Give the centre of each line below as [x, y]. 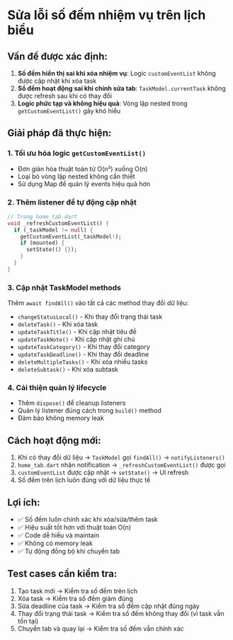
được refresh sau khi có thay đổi [64, 96]
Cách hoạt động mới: [54, 440]
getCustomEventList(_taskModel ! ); [71, 236]
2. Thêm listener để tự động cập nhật [72, 202]
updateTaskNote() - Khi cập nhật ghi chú [76, 339]
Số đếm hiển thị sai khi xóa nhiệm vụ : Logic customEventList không [116, 73]
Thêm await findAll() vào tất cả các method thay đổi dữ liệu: [98, 303]
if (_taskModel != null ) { [53, 230]
